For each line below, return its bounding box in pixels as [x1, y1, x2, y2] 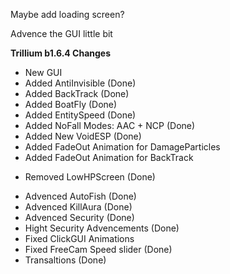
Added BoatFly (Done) [24, 99, 118, 110]
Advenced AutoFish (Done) [24, 190, 137, 202]
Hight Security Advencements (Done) [24, 222, 180, 234]
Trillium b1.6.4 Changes [10, 47, 112, 59]
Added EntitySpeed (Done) [24, 109, 137, 121]
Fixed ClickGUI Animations [24, 233, 135, 244]
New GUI [24, 67, 63, 78]
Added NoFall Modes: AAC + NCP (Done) [24, 120, 196, 131]
